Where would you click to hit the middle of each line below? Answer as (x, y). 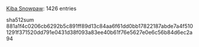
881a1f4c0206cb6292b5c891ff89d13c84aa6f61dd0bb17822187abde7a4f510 (99, 26)
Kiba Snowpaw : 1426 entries (41, 9)
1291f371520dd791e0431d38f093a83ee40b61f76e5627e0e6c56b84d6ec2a (99, 32)
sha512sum (20, 20)
